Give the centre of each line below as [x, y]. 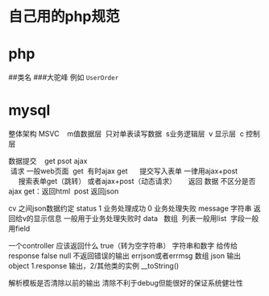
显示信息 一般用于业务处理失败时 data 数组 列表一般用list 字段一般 [146, 219]
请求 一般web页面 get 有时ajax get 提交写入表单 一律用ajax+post [124, 171]
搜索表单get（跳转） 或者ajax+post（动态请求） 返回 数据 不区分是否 [137, 181]
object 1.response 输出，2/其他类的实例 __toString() [94, 266]
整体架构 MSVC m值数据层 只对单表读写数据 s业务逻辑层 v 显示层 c [126, 134]
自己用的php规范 [64, 17]
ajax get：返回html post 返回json [64, 191]
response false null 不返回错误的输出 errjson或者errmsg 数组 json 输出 [125, 256]
